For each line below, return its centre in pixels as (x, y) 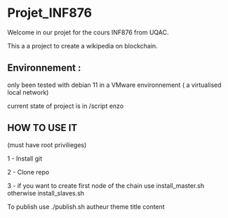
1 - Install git (25, 158)
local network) (28, 92)
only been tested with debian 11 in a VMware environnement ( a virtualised (115, 85)
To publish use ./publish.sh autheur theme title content (86, 206)
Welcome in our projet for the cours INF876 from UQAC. (88, 32)
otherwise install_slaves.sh (46, 193)
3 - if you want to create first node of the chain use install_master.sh (106, 185)
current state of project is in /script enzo (66, 106)
